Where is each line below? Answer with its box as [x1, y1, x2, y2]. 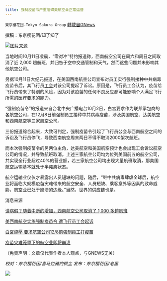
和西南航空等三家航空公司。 [5, 118, 62, 124]
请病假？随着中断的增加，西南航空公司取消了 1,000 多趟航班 [5, 208, 128, 213]
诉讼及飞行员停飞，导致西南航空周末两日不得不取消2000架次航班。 [5, 135, 143, 140]
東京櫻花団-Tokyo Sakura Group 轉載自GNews [5, 21, 95, 27]
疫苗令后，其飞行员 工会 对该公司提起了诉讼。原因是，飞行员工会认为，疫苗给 [5, 82, 162, 88]
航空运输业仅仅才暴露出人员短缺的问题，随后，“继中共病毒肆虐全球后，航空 [5, 174, 160, 180]
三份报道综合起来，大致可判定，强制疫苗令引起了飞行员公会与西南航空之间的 [5, 128, 162, 134]
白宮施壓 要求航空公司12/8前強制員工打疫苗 [5, 229, 93, 235]
